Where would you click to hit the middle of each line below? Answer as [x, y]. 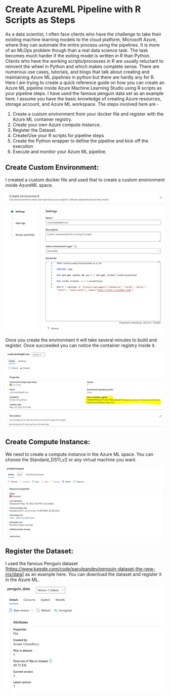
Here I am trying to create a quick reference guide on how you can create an [85, 83]
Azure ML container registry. [42, 119]
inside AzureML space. [29, 185]
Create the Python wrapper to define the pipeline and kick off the [80, 141]
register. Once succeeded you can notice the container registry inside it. [80, 345]
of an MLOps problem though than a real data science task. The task [77, 50]
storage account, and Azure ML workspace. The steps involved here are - [82, 104]
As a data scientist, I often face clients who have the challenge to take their [83, 34]
